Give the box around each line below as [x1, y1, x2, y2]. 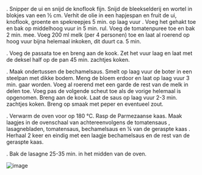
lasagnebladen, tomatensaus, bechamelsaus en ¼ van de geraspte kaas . [6, 125, 190, 132]
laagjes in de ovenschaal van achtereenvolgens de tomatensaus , [6, 119, 170, 126]
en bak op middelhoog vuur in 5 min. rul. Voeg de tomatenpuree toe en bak [6, 24, 195, 32]
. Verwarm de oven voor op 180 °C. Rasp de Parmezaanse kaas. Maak [6, 113, 182, 119]
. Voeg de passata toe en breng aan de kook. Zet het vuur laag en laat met [6, 50, 193, 57]
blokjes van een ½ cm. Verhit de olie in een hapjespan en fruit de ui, [6, 12, 177, 19]
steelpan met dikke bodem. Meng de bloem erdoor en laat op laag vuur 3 [6, 75, 190, 81]
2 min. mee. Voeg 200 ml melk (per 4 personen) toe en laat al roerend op [6, 31, 190, 39]
